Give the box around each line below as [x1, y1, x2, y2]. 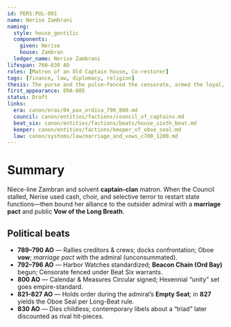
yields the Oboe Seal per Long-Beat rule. [17, 297, 135, 306]
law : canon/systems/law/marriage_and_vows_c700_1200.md [13, 132, 178, 139]
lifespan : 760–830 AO [7, 62, 70, 69]
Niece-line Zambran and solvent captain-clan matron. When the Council [7, 185, 215, 194]
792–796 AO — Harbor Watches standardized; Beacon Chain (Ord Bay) [17, 260, 223, 269]
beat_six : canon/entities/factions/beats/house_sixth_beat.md [13, 119, 197, 127]
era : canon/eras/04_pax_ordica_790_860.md [13, 107, 138, 114]
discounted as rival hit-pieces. [17, 312, 104, 320]
